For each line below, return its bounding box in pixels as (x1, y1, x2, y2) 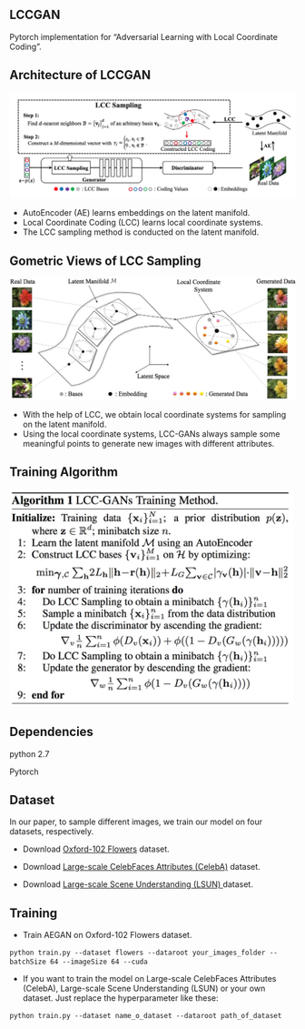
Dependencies (9, 724, 93, 740)
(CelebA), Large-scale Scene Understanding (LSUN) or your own (22, 983, 266, 994)
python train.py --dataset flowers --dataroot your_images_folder (9, 948, 266, 958)
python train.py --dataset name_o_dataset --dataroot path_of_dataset (9, 1012, 282, 1021)
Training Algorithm (9, 464, 118, 480)
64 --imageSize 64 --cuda (49, 957, 148, 967)
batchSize (9, 957, 47, 967)
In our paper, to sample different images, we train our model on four (9, 816, 263, 827)
